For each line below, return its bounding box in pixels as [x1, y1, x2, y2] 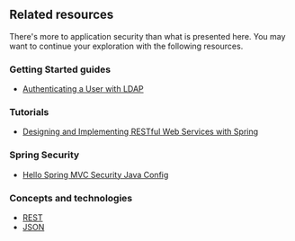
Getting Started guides [9, 63, 111, 76]
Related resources [9, 7, 114, 22]
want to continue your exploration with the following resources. [9, 40, 244, 51]
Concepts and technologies [9, 192, 133, 204]
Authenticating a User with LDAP [22, 84, 144, 94]
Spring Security [9, 148, 80, 161]
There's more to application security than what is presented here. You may [9, 31, 286, 41]
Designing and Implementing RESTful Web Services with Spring [22, 126, 259, 138]
